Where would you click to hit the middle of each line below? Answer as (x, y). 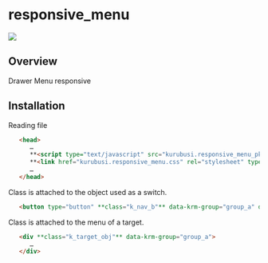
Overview (33, 62)
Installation (37, 106)
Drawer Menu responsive (50, 81)
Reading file (28, 125)
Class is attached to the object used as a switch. (88, 192)
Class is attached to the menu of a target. (76, 222)
